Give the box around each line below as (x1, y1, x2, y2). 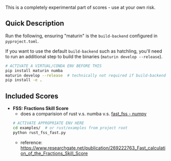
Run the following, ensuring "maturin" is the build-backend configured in (5, 33, 158, 39)
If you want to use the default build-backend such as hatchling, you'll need (5, 48, 162, 54)
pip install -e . (5, 78, 42, 83)
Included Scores (5, 91, 59, 100)
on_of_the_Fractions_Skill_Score (20, 150, 88, 156)
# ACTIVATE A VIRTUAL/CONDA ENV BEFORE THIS (5, 63, 102, 68)
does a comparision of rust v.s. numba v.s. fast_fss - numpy (20, 111, 147, 117)
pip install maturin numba (5, 68, 63, 73)
